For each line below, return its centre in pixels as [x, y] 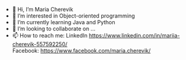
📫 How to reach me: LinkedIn [50, 35]
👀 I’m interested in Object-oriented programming [73, 16]
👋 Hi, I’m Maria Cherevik [43, 9]
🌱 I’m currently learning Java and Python [64, 22]
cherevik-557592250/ [40, 44]
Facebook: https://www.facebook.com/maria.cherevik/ [81, 51]
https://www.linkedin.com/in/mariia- [134, 35]
